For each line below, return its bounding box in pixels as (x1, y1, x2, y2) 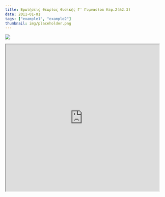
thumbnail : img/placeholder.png (5, 21, 71, 26)
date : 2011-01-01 (5, 12, 41, 17)
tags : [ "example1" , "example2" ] (5, 16, 71, 21)
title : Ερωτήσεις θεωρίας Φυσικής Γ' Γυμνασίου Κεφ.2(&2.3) (5, 7, 131, 12)
